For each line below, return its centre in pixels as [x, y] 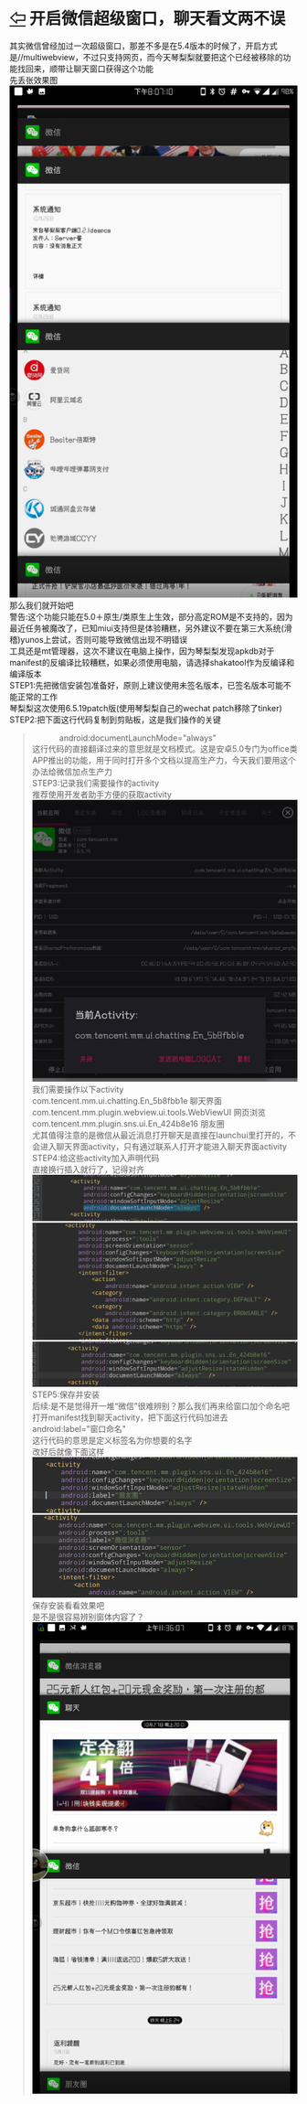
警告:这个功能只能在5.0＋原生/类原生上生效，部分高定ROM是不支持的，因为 [151, 616]
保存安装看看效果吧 [68, 1605]
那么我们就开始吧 [42, 605]
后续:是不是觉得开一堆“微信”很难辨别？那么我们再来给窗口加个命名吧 [161, 1406]
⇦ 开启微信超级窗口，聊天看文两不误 [148, 19]
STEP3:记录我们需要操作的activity [95, 783]
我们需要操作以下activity [78, 1090]
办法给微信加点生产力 [72, 771]
